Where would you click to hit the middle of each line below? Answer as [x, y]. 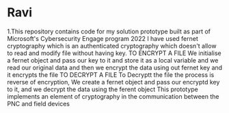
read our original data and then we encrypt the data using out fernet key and [115, 67]
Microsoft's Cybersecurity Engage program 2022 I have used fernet [103, 38]
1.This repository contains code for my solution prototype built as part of [109, 31]
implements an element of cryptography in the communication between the [113, 96]
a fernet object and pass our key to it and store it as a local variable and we [113, 60]
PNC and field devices [39, 103]
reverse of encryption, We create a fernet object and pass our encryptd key [113, 82]
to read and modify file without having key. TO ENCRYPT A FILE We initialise [114, 53]
